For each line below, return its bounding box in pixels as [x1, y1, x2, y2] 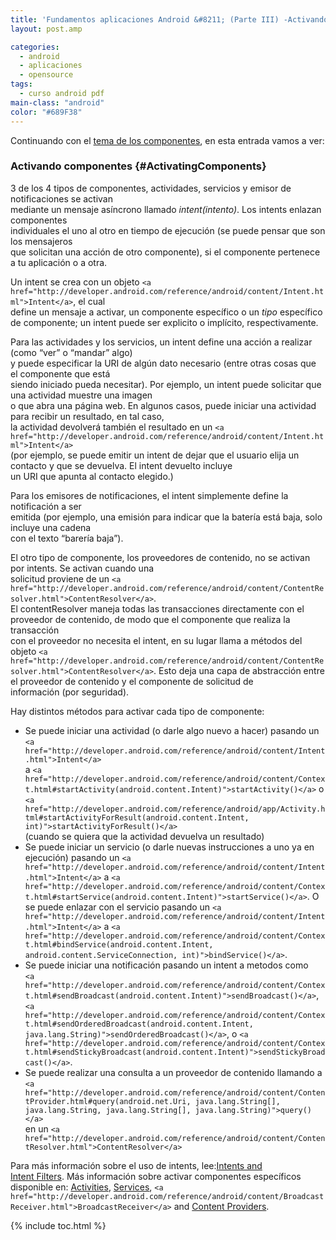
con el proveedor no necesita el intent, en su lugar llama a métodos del [10, 634, 303, 646]
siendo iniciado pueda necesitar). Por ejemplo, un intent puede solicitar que [10, 378, 322, 390]
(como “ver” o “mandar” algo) [10, 346, 133, 358]
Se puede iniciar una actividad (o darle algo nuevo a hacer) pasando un [24, 724, 320, 736]
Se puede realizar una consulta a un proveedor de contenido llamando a [24, 1066, 323, 1078]
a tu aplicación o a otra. [10, 256, 108, 268]
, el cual [73, 295, 106, 307]
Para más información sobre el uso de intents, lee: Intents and [10, 1159, 263, 1171]
